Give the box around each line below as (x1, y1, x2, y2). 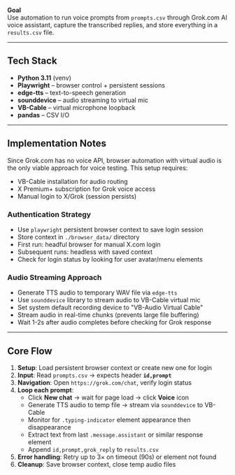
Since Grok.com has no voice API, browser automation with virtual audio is (7, 156, 222, 164)
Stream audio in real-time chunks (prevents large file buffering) (17, 311, 199, 319)
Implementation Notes (7, 138, 107, 150)
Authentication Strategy (7, 209, 92, 219)
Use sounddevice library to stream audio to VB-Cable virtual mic (17, 296, 201, 304)
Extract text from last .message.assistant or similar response (27, 430, 204, 439)
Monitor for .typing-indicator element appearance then (27, 416, 191, 424)
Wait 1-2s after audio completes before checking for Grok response (17, 318, 212, 327)
